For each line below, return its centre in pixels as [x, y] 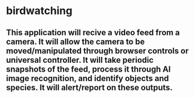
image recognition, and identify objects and [88, 78]
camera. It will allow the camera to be [75, 41]
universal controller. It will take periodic [80, 60]
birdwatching [39, 11]
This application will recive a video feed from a [93, 33]
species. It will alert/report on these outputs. [90, 87]
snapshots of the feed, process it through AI [88, 69]
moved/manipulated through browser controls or [97, 51]
